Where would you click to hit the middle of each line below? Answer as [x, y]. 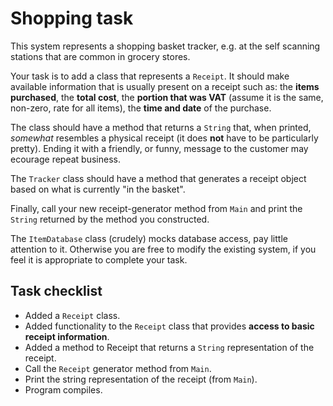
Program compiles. [63, 389]
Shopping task [72, 18]
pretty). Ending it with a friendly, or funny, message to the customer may [159, 148]
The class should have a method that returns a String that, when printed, [161, 127]
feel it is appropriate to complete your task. [99, 259]
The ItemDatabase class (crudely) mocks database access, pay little [149, 238]
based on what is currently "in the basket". [98, 189]
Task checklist [56, 291]
